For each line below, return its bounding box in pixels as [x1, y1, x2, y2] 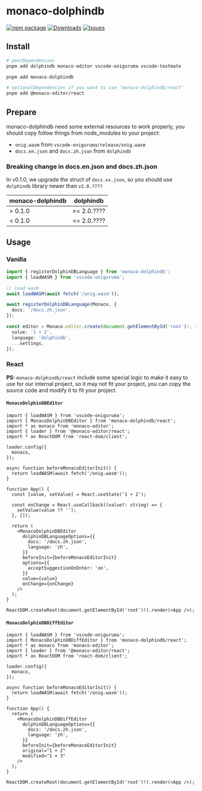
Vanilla [6, 255, 27, 263]
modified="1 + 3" [22, 753, 66, 759]
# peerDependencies [6, 57, 55, 64]
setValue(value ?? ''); [17, 507, 77, 513]
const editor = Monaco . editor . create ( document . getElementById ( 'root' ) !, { [6, 323, 198, 330]
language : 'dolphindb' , [11, 335, 71, 341]
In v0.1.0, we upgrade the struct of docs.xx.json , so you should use [6, 176, 173, 183]
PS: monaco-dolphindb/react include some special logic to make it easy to [6, 374, 188, 381]
